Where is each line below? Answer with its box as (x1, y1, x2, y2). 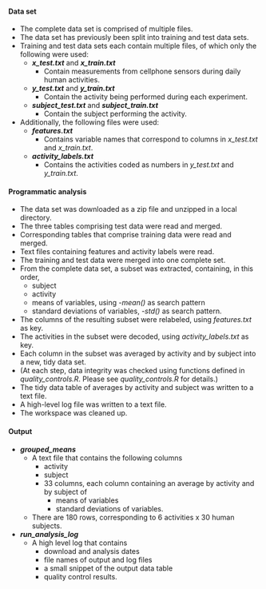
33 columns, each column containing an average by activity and (43, 478, 255, 488)
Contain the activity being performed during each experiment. (43, 92, 248, 101)
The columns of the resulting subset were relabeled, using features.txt (19, 315, 252, 324)
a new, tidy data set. (19, 357, 86, 367)
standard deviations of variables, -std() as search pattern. (31, 306, 222, 316)
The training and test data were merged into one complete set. (19, 256, 226, 265)
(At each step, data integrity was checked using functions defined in (19, 366, 245, 376)
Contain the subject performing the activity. (43, 109, 188, 119)
